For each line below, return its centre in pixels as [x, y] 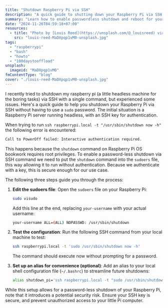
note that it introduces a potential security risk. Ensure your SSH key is [78, 295]
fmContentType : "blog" [29, 75]
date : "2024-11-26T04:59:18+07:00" [42, 24]
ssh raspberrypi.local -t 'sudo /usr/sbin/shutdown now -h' [76, 246]
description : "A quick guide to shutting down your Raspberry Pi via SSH [84, 14]
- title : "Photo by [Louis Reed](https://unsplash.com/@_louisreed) [82, 33]
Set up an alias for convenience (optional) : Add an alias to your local [84, 266]
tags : [11, 42]
